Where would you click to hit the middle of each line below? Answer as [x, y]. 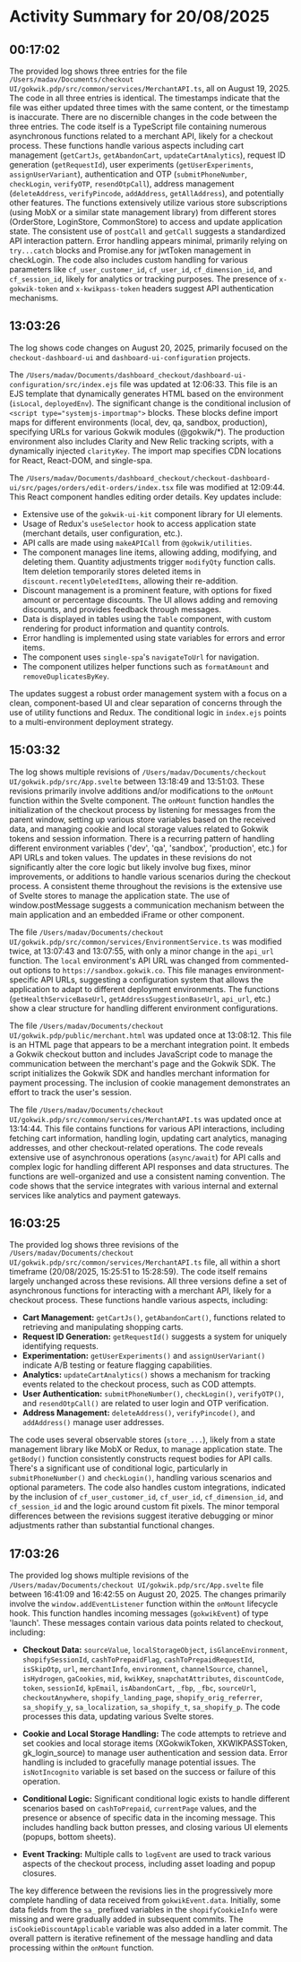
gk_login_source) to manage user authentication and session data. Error [155, 1753]
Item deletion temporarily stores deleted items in [112, 571]
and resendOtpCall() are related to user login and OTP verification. [145, 1404]
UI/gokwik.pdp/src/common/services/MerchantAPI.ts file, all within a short [145, 1262]
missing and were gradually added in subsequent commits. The [126, 1919]
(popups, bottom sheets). [69, 1837]
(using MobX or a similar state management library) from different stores [143, 212]
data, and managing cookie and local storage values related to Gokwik [139, 829]
